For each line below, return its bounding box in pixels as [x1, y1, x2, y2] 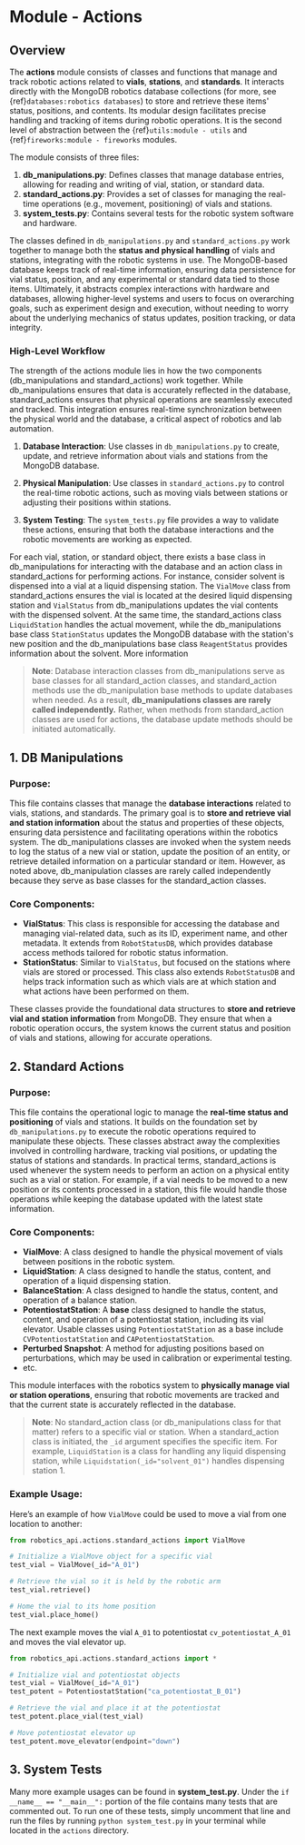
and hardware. [22, 218, 77, 228]
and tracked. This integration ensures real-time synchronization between [9, 404, 282, 415]
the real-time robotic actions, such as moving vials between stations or [22, 488, 289, 499]
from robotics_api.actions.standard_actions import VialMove [9, 1535, 246, 1545]
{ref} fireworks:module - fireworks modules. [9, 134, 178, 144]
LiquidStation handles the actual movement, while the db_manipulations [9, 620, 281, 630]
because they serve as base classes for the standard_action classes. [9, 875, 267, 886]
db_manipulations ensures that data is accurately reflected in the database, [9, 384, 291, 396]
